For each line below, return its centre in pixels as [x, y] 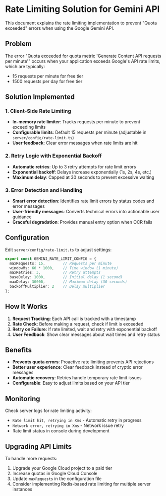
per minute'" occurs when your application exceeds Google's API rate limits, [83, 61]
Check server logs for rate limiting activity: [49, 411]
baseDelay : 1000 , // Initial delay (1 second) [66, 277]
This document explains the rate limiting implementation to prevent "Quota [81, 23]
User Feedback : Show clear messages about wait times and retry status [86, 334]
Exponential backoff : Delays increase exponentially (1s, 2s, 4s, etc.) [82, 172]
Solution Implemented [40, 97]
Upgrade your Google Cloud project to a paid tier [62, 468]
